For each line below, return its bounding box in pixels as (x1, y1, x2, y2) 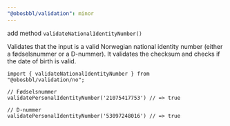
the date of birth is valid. (7, 56, 77, 65)
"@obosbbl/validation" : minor (7, 10, 95, 17)
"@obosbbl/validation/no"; (7, 76, 85, 83)
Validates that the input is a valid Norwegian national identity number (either (7, 42, 223, 50)
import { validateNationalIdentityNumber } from (7, 70, 150, 77)
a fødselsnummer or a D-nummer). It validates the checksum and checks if (7, 50, 220, 58)
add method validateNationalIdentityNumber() (7, 29, 143, 37)
